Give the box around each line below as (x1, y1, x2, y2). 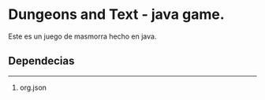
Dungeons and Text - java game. (8, 6, 225, 24)
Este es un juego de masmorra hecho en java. (8, 31, 157, 41)
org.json (19, 83, 47, 92)
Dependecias (8, 54, 75, 68)
